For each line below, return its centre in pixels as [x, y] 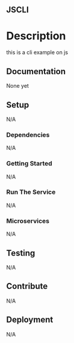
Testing [21, 253]
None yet [17, 86]
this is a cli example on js [37, 52]
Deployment [30, 320]
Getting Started [29, 164]
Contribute [27, 286]
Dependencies [28, 135]
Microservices [28, 221]
